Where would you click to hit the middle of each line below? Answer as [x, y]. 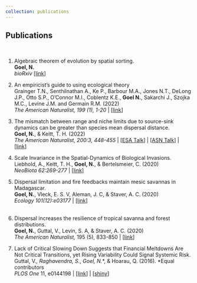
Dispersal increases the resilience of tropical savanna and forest [92, 218]
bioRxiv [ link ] [30, 74]
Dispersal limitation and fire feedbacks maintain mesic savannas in [95, 182]
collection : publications [37, 11]
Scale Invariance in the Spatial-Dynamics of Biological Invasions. [93, 158]
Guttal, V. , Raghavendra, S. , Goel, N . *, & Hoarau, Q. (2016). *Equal [94, 261]
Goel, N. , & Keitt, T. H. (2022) [50, 134]
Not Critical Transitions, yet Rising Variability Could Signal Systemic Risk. [102, 255]
